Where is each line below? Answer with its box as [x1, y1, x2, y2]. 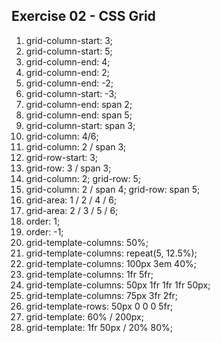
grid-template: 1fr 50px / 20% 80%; [25, 321, 174, 333]
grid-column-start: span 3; [25, 119, 136, 131]
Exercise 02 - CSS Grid [11, 8, 156, 25]
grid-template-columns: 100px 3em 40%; [25, 257, 197, 269]
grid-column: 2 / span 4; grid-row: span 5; [25, 183, 201, 195]
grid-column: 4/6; [25, 130, 99, 142]
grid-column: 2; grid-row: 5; [25, 172, 141, 184]
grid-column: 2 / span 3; [25, 140, 127, 153]
